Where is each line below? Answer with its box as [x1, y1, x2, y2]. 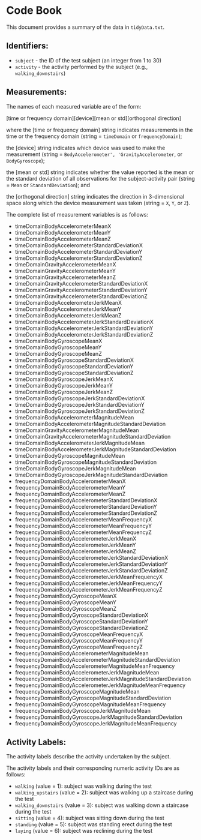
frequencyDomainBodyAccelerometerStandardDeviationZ [14, 509, 157, 517]
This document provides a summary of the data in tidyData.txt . [6, 23, 165, 31]
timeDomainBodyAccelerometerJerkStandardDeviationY [14, 325, 154, 332]
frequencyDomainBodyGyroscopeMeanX [14, 592, 117, 599]
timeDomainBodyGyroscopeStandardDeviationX [14, 356, 134, 364]
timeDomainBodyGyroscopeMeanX [14, 337, 103, 344]
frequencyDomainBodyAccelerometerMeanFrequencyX [14, 515, 152, 523]
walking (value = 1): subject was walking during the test [14, 782, 152, 790]
